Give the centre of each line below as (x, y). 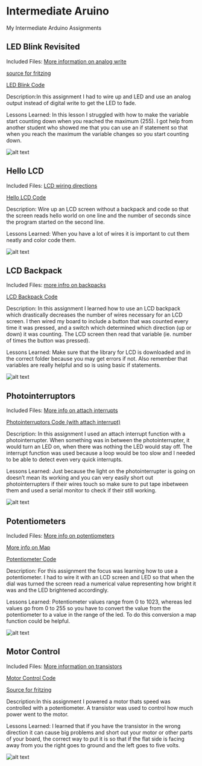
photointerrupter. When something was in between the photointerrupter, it (98, 440)
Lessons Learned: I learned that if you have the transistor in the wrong (93, 726)
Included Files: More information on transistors (64, 666)
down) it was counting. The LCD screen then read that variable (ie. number (99, 334)
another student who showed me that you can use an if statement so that (97, 127)
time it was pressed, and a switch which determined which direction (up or (99, 328)
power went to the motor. (38, 714)
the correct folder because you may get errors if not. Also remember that (97, 359)
